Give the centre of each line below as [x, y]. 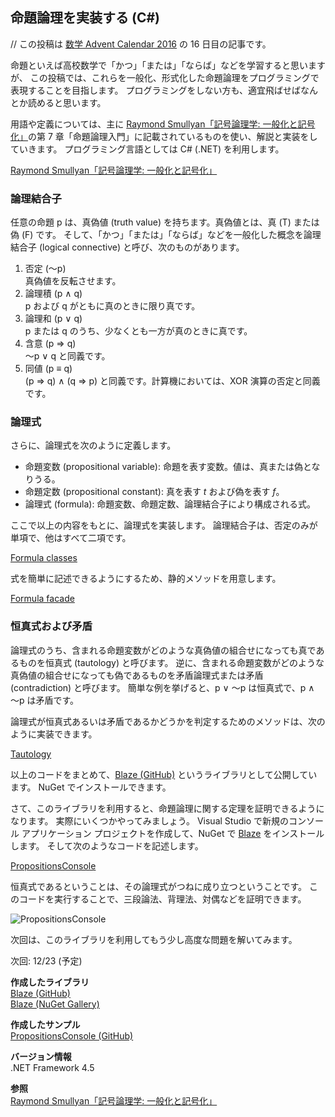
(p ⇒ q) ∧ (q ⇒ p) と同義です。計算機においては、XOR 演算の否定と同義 [172, 381]
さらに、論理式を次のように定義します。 [93, 445]
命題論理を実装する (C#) [85, 18]
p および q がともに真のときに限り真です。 [112, 306]
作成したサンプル [45, 1024]
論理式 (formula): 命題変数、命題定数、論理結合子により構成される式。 [170, 504]
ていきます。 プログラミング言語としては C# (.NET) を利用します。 [147, 149]
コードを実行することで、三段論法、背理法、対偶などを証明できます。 [162, 899]
